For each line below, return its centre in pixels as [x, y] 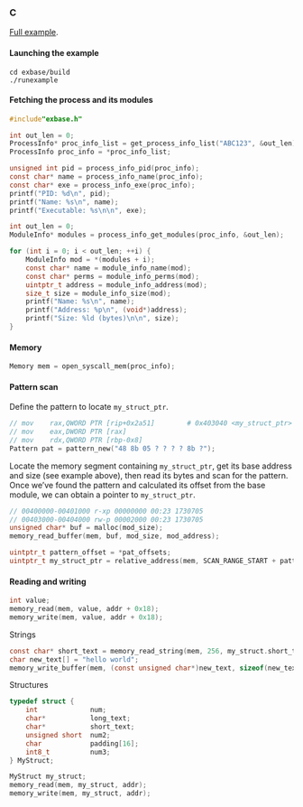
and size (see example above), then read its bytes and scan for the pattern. [149, 475]
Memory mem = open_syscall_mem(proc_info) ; [92, 366]
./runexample [34, 80]
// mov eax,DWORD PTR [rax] [68, 432]
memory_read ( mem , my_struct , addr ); [78, 785]
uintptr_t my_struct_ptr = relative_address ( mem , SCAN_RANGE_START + [143, 561]
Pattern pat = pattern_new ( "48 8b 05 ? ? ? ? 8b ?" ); [113, 449]
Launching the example [54, 52]
